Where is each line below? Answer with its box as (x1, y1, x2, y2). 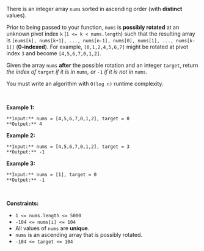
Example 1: (6, 104, 35, 111)
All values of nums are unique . (15, 225, 90, 232)
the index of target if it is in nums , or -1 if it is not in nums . (6, 68, 148, 75)
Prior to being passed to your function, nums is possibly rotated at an (6, 24, 180, 31)
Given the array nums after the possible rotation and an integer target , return (6, 61, 199, 69)
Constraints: (6, 199, 39, 207)
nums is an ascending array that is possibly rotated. (15, 231, 142, 238)
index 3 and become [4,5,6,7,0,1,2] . (6, 50, 102, 57)
